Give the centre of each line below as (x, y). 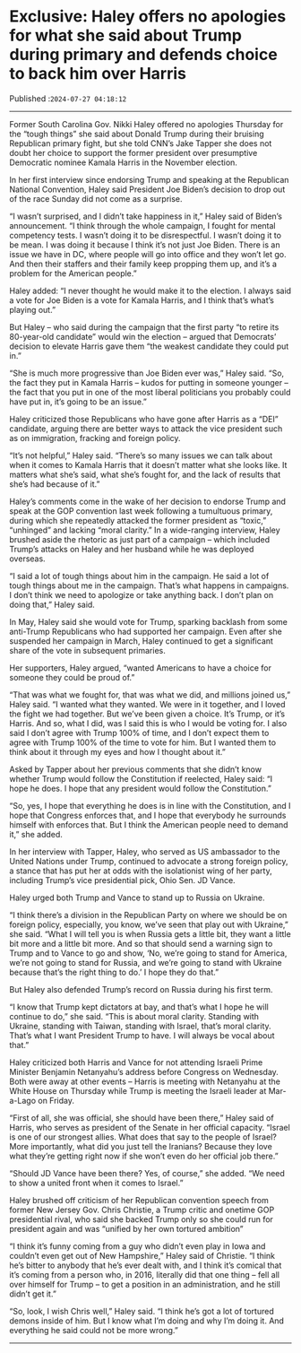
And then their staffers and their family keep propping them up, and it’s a (143, 264)
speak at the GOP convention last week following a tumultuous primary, (141, 511)
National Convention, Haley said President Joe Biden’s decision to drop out (147, 189)
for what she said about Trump (125, 35)
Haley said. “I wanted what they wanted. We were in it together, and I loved (147, 704)
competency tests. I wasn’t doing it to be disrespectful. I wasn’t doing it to (146, 235)
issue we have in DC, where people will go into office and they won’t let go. (148, 254)
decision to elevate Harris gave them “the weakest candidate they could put (149, 346)
